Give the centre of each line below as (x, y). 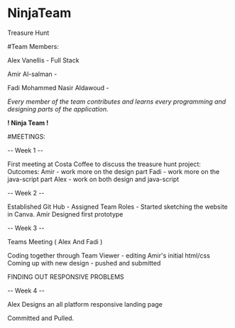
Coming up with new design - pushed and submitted (84, 263)
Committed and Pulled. (41, 318)
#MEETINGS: (27, 136)
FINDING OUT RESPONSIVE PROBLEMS (66, 277)
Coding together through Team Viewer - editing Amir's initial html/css (109, 255)
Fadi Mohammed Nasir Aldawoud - (58, 87)
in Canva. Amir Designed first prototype (65, 214)
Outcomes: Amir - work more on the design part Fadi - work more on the (114, 171)
